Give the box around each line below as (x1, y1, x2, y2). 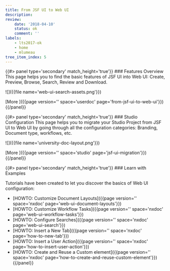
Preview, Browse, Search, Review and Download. (5, 79, 108, 85)
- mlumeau (14, 50, 36, 55)
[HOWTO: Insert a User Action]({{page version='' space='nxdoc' (12, 239, 148, 245)
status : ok (14, 26, 38, 31)
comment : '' (14, 31, 40, 36)
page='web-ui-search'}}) (12, 222, 66, 228)
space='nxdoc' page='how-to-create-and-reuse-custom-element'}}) (12, 254, 157, 261)
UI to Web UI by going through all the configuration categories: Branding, (5, 125, 158, 131)
